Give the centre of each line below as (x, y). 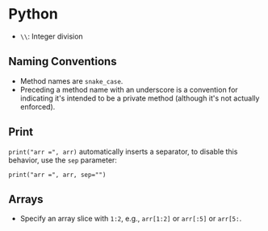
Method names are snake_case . (71, 80)
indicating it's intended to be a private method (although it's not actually (140, 98)
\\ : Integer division (51, 36)
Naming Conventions (63, 62)
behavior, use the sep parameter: (63, 160)
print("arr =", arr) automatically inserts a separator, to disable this (123, 151)
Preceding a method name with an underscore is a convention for (129, 89)
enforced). (38, 106)
